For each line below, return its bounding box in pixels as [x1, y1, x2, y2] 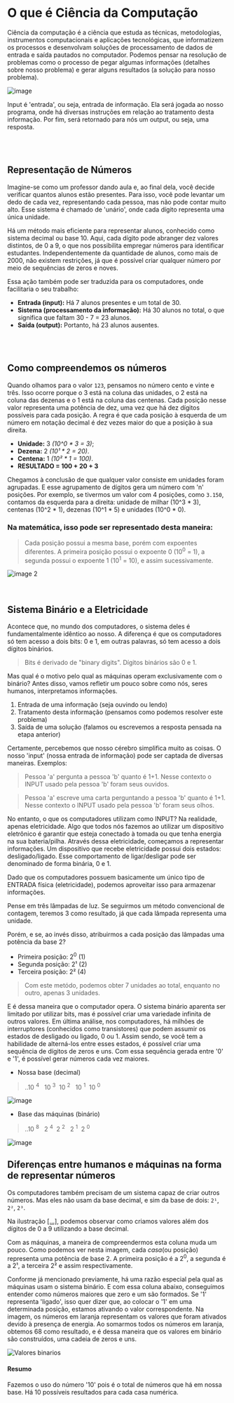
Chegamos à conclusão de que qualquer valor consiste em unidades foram [7, 475, 224, 484]
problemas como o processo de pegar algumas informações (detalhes [7, 58, 210, 66]
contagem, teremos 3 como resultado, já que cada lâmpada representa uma [7, 909, 227, 917]
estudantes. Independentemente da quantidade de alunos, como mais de [7, 248, 219, 257]
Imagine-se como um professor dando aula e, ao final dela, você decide [7, 183, 215, 191]
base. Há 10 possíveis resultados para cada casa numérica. [7, 1388, 179, 1396]
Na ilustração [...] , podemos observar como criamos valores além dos [7, 1217, 209, 1225]
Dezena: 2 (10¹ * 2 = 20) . [17, 446, 90, 455]
